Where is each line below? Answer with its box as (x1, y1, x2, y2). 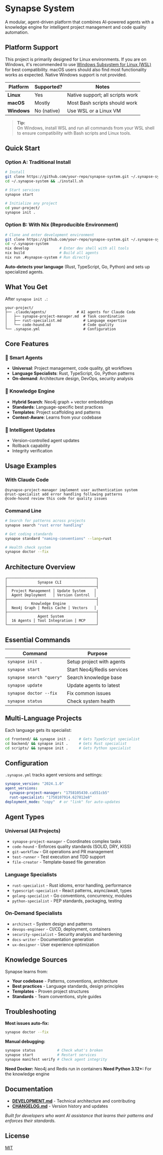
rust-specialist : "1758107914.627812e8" (9, 795, 92, 800)
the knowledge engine (5, 1071, 50, 1077)
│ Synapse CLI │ (5, 580, 98, 585)
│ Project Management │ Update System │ (5, 588, 97, 593)
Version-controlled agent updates (12, 438, 80, 444)
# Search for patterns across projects (5, 518, 86, 523)
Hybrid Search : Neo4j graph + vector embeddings (12, 399, 114, 405)
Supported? (34, 83, 63, 90)
